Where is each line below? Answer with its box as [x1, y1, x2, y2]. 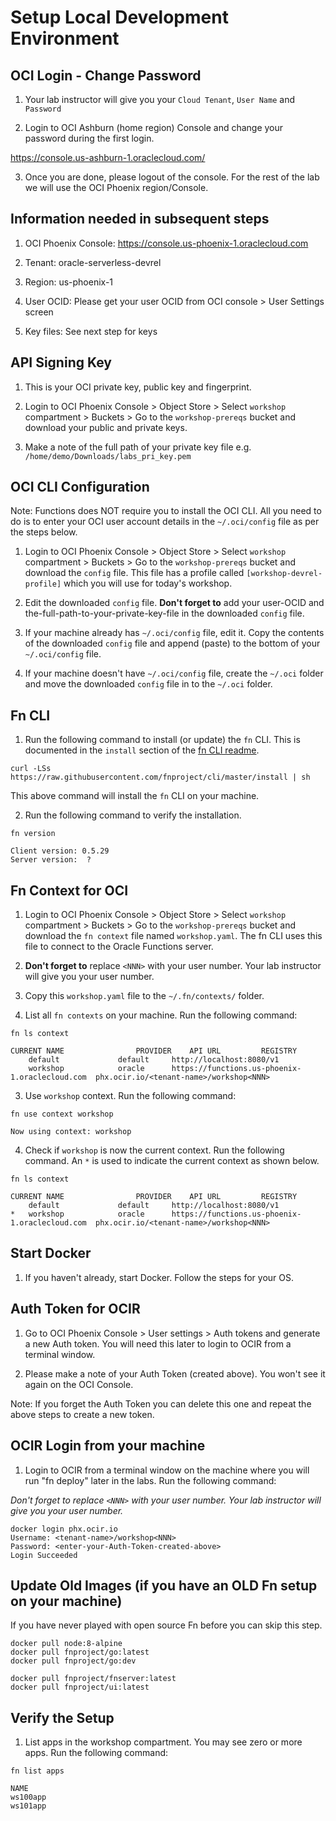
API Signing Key [10, 354, 112, 371]
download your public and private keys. [24, 421, 188, 433]
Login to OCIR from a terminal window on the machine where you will [24, 1464, 310, 1476]
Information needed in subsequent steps [10, 211, 270, 228]
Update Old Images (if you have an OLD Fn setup [10, 1577, 318, 1594]
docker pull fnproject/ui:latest [10, 1682, 150, 1693]
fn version [10, 829, 56, 839]
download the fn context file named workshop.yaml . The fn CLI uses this [24, 930, 323, 942]
